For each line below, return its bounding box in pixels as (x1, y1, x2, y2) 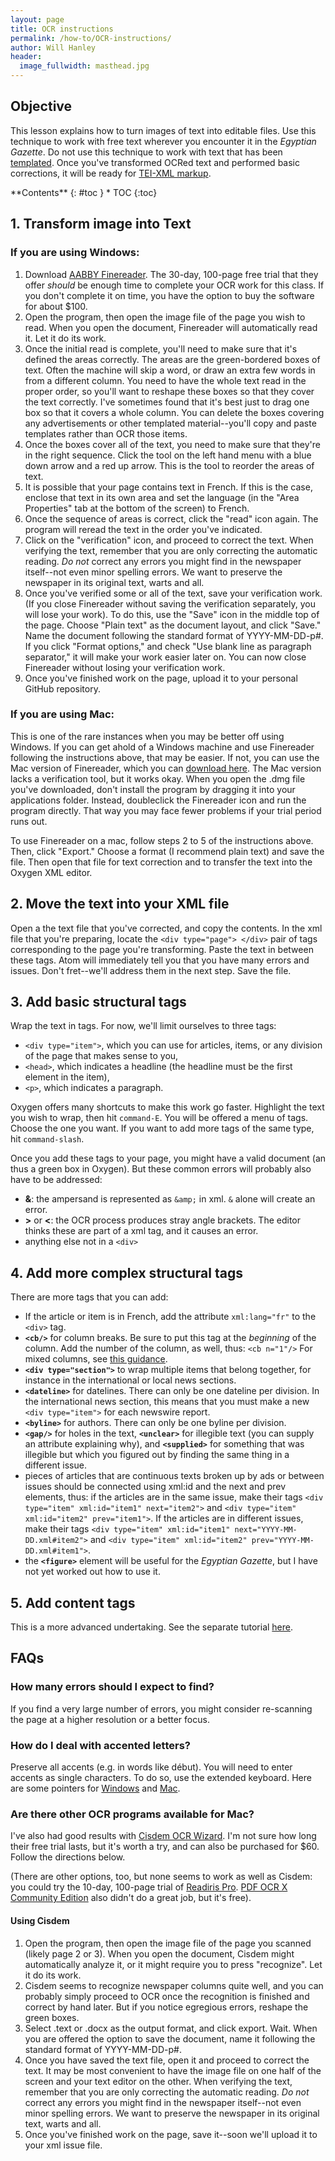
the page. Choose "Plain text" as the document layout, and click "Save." (24, 619, 322, 631)
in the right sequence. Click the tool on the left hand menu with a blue (24, 449, 312, 461)
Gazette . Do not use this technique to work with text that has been (10, 146, 283, 158)
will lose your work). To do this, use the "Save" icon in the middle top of (24, 608, 320, 620)
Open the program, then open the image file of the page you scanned (24, 1937, 312, 1949)
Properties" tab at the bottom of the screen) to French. (24, 502, 250, 514)
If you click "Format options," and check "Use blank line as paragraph (24, 640, 312, 652)
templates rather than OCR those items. (24, 427, 188, 440)
